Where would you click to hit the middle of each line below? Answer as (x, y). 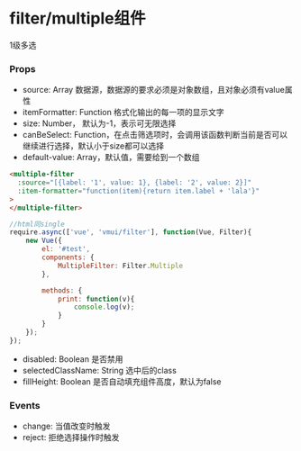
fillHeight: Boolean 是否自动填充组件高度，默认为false (122, 381)
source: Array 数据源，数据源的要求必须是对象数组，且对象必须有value (154, 90)
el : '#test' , (66, 249)
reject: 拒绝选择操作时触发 (71, 437)
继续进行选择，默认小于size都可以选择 (93, 146)
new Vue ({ (44, 241)
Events (25, 405)
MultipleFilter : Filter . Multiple (120, 266)
